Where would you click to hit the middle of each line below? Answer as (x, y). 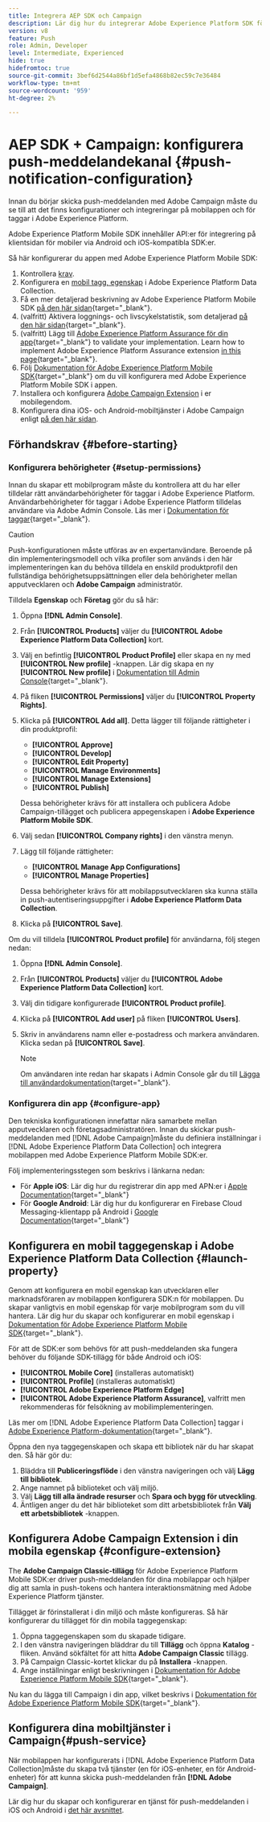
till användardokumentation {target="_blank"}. (95, 1082)
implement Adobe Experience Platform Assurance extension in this (130, 351)
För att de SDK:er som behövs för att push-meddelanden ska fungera (123, 1348)
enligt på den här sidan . (59, 419)
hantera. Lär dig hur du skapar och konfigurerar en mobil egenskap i (121, 1315)
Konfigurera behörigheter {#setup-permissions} (105, 467)
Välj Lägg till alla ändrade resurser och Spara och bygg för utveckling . (138, 1496)
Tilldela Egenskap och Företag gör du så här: (84, 599)
